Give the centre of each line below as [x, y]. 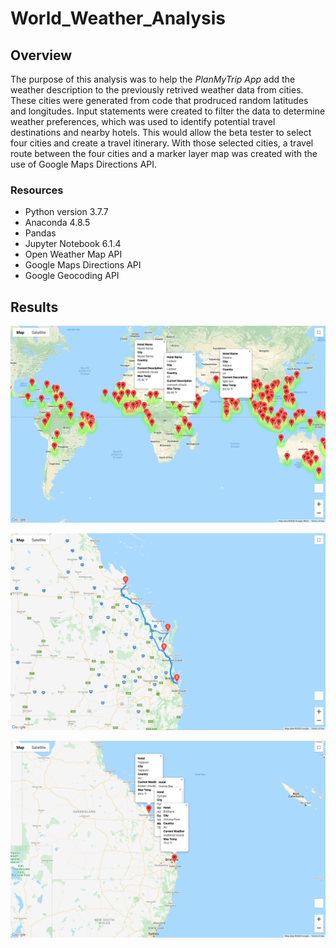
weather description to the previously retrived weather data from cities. [157, 90]
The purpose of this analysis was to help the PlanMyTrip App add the [153, 79]
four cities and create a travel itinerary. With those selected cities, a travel [162, 143]
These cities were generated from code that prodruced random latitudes [159, 100]
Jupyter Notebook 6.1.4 [73, 244]
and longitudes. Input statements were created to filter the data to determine [168, 111]
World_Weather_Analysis [118, 18]
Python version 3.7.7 [66, 212]
